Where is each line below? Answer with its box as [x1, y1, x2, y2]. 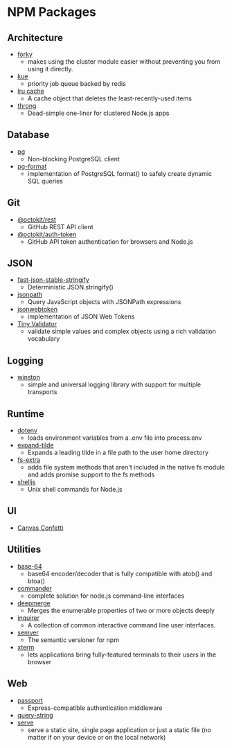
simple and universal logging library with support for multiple [27, 380, 202, 389]
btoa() [27, 576, 46, 585]
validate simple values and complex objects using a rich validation [27, 327, 217, 336]
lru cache [17, 87, 45, 95]
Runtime [7, 408, 44, 420]
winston [17, 373, 40, 382]
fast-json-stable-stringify [17, 276, 90, 284]
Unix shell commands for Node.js [27, 486, 123, 494]
